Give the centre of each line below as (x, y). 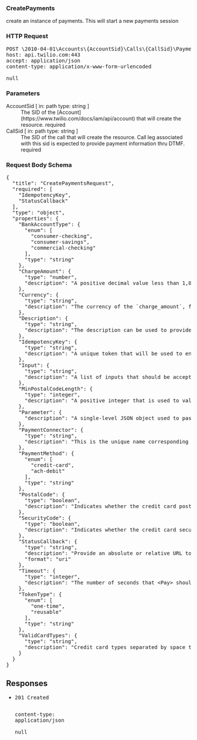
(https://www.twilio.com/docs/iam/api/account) (78, 118)
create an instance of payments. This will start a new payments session (92, 21)
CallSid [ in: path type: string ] (42, 131)
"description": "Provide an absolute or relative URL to (108, 554)
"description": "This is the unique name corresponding (106, 442)
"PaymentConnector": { (51, 430)
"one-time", (48, 606)
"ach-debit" (48, 471)
